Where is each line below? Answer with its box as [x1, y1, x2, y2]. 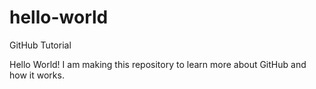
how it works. [9, 69, 65, 81]
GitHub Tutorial [9, 39, 72, 51]
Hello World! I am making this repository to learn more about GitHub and [9, 58, 307, 70]
